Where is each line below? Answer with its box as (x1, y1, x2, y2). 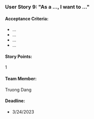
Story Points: (5, 53, 32, 59)
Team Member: (5, 75, 37, 82)
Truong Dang (5, 87, 32, 92)
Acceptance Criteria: (5, 16, 49, 22)
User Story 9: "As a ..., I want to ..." (5, 3, 90, 10)
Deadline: (5, 98, 25, 104)
